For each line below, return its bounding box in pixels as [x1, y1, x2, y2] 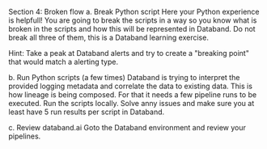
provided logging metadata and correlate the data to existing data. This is [8, 81, 253, 91]
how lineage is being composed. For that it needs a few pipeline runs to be [8, 90, 257, 100]
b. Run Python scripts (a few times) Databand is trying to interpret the [8, 73, 240, 82]
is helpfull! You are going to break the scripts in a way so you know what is [8, 15, 257, 25]
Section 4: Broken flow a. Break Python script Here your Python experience [8, 7, 261, 16]
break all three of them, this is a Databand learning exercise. [8, 32, 209, 42]
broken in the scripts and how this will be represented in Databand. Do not [8, 24, 256, 33]
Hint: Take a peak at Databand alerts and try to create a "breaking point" [8, 49, 249, 57]
